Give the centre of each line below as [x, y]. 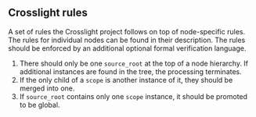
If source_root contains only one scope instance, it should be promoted [133, 96]
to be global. [40, 105]
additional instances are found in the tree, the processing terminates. [131, 71]
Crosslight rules [48, 13]
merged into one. [47, 88]
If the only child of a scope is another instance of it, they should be [126, 80]
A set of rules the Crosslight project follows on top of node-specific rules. [126, 31]
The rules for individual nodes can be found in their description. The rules [127, 40]
